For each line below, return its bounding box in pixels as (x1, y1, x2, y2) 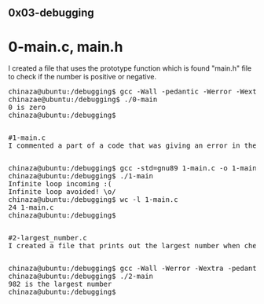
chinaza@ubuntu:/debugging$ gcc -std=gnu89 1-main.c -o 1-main (8, 164, 257, 173)
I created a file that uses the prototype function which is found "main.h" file (8, 64, 252, 73)
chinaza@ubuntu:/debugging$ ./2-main (8, 272, 154, 281)
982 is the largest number (8, 280, 112, 289)
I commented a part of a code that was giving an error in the (8, 141, 257, 150)
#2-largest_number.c (8, 233, 88, 243)
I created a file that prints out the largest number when (8, 241, 241, 251)
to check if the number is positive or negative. (8, 72, 157, 82)
